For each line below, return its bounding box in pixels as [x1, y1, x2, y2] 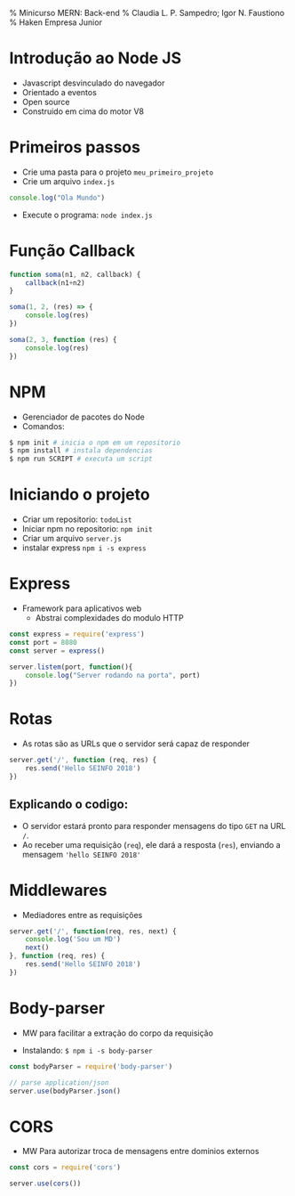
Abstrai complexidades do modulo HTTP [35, 613, 184, 622]
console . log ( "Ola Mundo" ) [9, 193, 105, 202]
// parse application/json [9, 1078, 109, 1087]
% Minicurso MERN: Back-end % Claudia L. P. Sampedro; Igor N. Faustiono [9, 8, 285, 18]
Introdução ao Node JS [9, 48, 182, 69]
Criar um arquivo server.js [21, 533, 122, 544]
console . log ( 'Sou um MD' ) [25, 935, 122, 944]
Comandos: [21, 420, 65, 431]
